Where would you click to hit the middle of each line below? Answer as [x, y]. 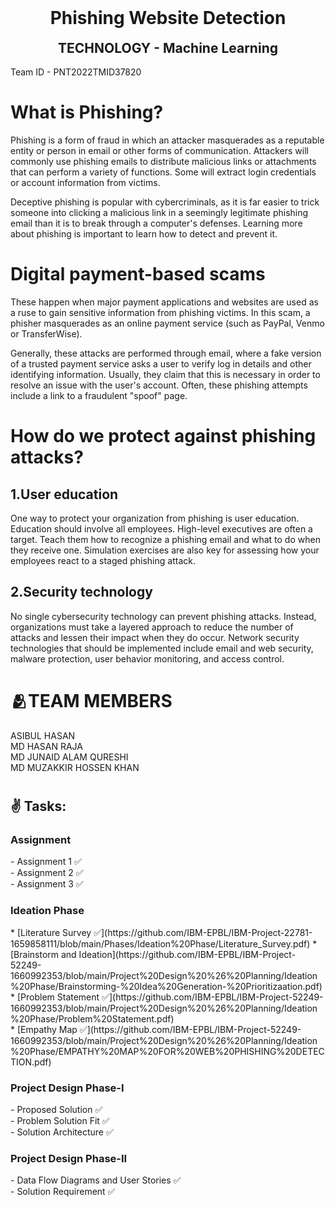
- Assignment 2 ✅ [47, 873]
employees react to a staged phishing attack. [103, 561]
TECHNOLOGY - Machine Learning [168, 47]
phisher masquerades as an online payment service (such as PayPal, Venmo [167, 323]
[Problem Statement [58, 997]
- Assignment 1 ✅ [46, 862]
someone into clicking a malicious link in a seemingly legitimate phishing [159, 213]
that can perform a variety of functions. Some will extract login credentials [163, 172]
